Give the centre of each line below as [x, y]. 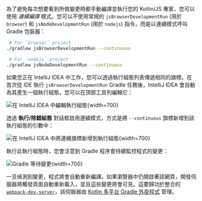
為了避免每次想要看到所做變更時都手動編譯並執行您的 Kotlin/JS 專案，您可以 [100, 9]
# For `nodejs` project [39, 59]
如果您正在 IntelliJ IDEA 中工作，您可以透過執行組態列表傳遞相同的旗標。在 [99, 77]
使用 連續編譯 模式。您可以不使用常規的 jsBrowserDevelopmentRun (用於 [94, 16]
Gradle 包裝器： [26, 31]
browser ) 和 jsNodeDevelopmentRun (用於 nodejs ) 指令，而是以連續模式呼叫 [97, 24]
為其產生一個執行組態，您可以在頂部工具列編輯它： [70, 92]
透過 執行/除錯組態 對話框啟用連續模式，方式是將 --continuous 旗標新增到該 [100, 118]
